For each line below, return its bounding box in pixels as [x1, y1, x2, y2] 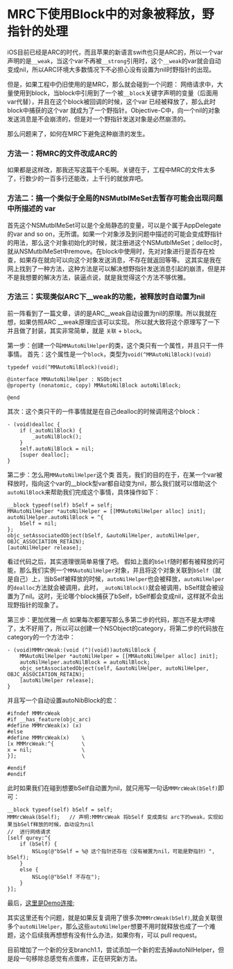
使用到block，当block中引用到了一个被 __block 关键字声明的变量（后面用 [12, 88, 218, 97]
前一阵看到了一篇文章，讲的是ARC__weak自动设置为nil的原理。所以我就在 [7, 309, 217, 317]
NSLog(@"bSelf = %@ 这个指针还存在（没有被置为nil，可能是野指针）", [32, 848, 215, 854]
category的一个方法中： [7, 632, 76, 641]
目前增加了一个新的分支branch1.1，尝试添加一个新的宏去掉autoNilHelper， [7, 945, 218, 954]
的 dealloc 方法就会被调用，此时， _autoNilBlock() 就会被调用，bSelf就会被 [7, 583, 218, 591]
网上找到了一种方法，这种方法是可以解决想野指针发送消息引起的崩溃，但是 [7, 264, 220, 273]
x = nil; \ [7, 746, 85, 753]
